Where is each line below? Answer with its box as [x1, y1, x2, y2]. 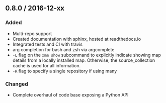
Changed [5, 80, 29, 87]
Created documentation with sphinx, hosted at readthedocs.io [12, 36, 141, 42]
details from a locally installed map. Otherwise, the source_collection [12, 57, 155, 63]
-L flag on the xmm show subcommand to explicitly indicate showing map [12, 52, 161, 58]
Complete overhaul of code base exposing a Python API [12, 91, 129, 97]
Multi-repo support [12, 30, 52, 37]
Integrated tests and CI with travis [12, 41, 83, 47]
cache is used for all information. [12, 62, 81, 68]
